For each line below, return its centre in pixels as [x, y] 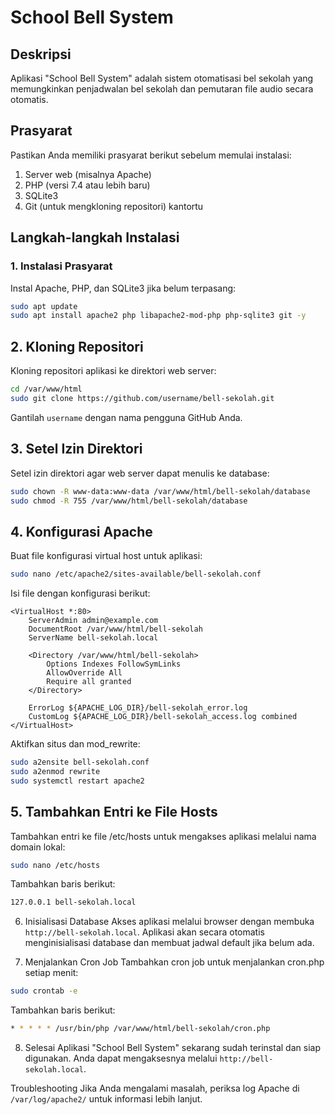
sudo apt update [44, 306]
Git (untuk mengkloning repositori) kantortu [114, 206]
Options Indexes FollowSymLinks [114, 664]
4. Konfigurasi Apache [81, 531]
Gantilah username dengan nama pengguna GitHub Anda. [126, 417]
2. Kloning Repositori [77, 346]
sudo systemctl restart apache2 [77, 781]
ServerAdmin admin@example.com [93, 621]
